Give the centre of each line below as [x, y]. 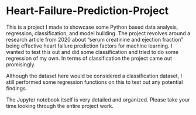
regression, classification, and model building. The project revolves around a [98, 33]
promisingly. [21, 64]
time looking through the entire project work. [60, 106]
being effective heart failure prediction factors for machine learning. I [89, 46]
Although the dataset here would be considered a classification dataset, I [94, 76]
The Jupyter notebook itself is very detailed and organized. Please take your [98, 99]
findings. [17, 88]
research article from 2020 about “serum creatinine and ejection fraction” [95, 39]
